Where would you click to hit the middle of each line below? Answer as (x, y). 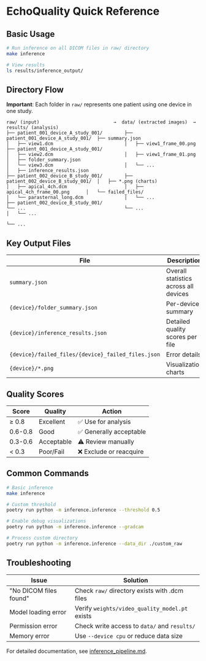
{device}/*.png (32, 369)
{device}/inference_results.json (58, 333)
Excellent (52, 421)
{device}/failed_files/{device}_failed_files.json (85, 355)
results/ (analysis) (33, 128)
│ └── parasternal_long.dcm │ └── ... (81, 198)
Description (185, 260)
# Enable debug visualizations (46, 521)
